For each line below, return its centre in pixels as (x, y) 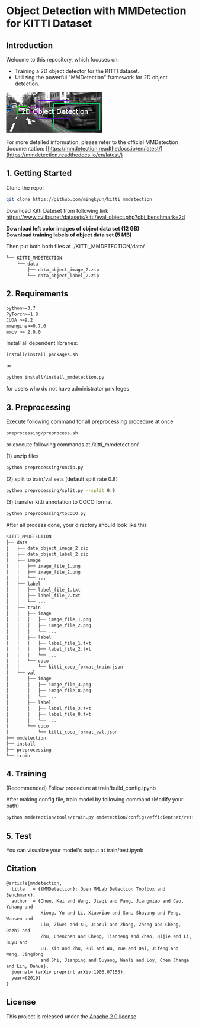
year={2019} (26, 978)
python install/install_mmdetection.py (55, 378)
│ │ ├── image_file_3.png (49, 685)
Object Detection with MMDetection (96, 11)
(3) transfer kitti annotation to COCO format (59, 501)
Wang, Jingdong (25, 954)
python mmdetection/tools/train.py (50, 817)
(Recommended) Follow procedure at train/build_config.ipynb (81, 788)
